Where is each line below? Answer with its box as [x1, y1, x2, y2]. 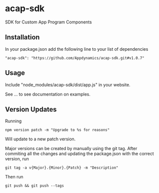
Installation [5, 33, 40, 41]
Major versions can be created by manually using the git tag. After [5, 146, 138, 152]
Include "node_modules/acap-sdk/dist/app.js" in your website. [5, 81, 130, 88]
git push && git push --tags [5, 183, 64, 188]
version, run [5, 156, 29, 162]
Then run [5, 174, 23, 180]
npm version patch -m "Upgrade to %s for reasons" [5, 128, 110, 133]
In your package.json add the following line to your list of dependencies [5, 46, 148, 52]
